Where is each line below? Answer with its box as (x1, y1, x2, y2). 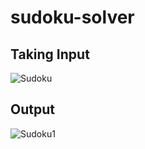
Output (10, 101, 55, 118)
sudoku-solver (10, 6, 135, 29)
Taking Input (10, 46, 90, 63)
